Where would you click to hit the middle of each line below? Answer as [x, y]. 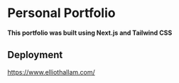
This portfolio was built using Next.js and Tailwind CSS [90, 33]
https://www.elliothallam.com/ [51, 72]
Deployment [35, 55]
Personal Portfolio [61, 13]
